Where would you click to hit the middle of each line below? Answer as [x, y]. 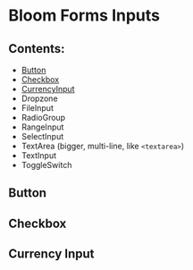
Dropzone [40, 98]
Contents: [37, 49]
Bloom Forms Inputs [84, 16]
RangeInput [42, 127]
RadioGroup [43, 118]
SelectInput [42, 136]
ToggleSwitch [46, 165]
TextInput [39, 156]
